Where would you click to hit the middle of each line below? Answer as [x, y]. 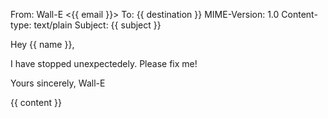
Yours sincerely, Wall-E [58, 83]
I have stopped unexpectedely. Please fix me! [104, 63]
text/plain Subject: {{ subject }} [97, 25]
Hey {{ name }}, [42, 44]
